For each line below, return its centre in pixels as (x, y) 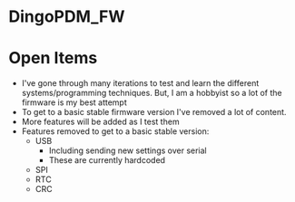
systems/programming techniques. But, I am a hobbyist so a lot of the (152, 93)
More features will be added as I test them (100, 122)
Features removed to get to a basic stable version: (115, 131)
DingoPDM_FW (67, 17)
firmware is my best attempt (74, 102)
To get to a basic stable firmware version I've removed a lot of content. (154, 112)
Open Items (53, 58)
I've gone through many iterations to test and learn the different (140, 83)
